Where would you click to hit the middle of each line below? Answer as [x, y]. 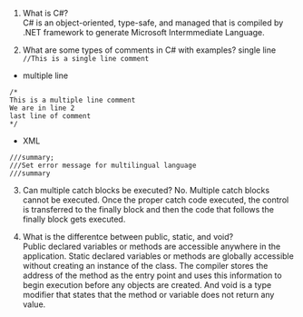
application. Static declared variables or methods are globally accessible [158, 256]
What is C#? [45, 13]
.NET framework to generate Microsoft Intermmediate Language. [143, 32]
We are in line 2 [42, 108]
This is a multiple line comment [73, 100]
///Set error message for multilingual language [103, 165]
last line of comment [50, 116]
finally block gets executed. [74, 219]
